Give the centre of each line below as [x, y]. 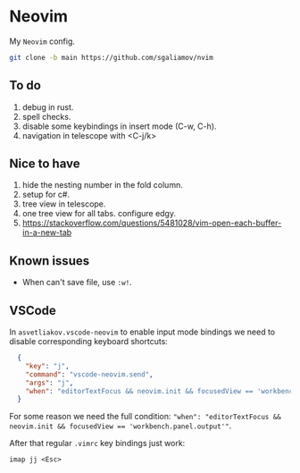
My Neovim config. [42, 41]
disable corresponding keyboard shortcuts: [88, 342]
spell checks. [46, 116]
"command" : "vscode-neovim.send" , [89, 374]
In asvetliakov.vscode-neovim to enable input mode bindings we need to [142, 332]
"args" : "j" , [50, 383]
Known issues [50, 261]
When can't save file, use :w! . [77, 283]
